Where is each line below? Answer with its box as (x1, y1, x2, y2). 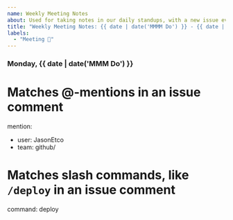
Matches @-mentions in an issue (7, 85, 201, 101)
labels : (7, 29, 30, 37)
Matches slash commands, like (7, 167, 189, 183)
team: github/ (17, 143, 56, 151)
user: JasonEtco (17, 135, 64, 144)
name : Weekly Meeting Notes (7, 10, 89, 17)
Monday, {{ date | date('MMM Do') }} (7, 59, 134, 69)
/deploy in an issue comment (7, 182, 175, 198)
